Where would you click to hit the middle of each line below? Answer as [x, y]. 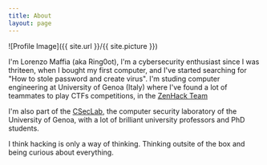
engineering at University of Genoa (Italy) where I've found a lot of [118, 87]
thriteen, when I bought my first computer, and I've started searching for [127, 70]
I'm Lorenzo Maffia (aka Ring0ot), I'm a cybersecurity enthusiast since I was [134, 62]
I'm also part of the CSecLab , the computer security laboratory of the [123, 111]
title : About [30, 16]
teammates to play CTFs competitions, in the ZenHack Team [108, 95]
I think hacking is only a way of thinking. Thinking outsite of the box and [127, 143]
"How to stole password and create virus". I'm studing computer [114, 78]
